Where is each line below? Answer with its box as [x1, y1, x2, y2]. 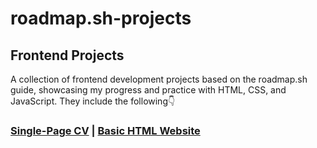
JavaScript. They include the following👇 [10, 95, 176, 107]
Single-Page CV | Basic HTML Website [10, 123, 201, 137]
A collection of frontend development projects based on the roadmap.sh [10, 73, 308, 85]
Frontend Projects [10, 47, 125, 64]
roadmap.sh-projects [10, 7, 192, 30]
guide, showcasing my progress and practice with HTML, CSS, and [10, 84, 287, 96]
